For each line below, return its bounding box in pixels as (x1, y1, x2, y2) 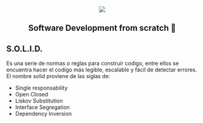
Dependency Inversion (15, 110, 72, 118)
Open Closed (15, 91, 49, 98)
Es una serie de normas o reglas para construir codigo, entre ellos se (6, 60, 179, 67)
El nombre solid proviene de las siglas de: (6, 73, 111, 80)
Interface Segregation (15, 104, 70, 111)
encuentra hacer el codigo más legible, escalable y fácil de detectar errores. (6, 66, 198, 73)
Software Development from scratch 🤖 (28, 23, 176, 33)
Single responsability (15, 84, 68, 91)
